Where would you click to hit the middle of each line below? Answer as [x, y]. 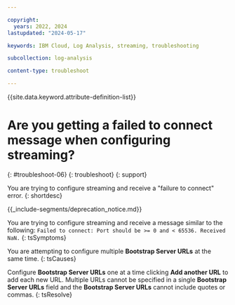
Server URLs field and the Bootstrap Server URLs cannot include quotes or [116, 287]
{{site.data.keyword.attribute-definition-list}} [72, 97]
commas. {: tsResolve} [40, 294]
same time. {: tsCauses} [42, 258]
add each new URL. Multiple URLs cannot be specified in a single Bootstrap [117, 279]
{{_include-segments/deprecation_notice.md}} [75, 209]
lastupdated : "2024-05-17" [47, 33]
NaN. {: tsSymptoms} [37, 237]
